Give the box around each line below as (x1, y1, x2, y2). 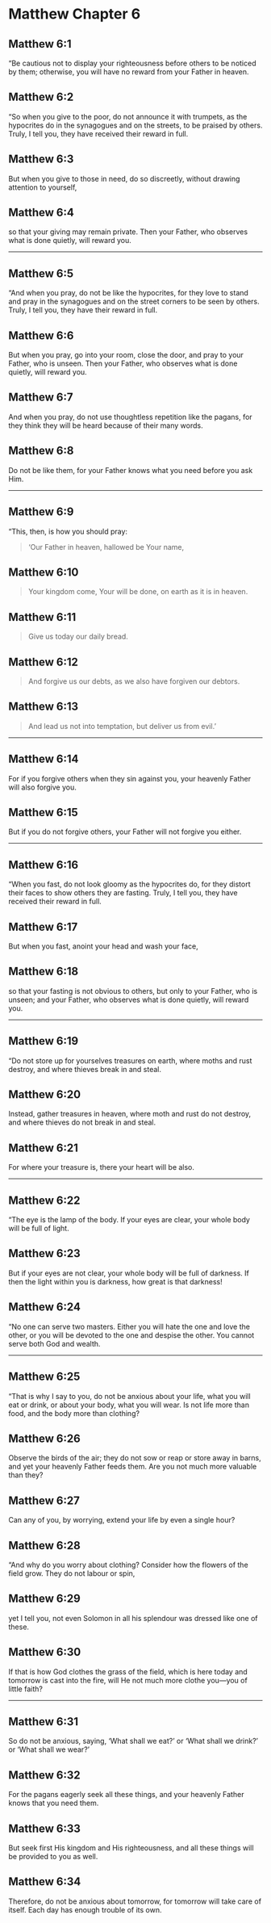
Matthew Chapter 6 (8, 5, 141, 23)
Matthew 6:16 (8, 857, 79, 872)
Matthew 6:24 (8, 1301, 81, 1314)
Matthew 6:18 (8, 965, 79, 978)
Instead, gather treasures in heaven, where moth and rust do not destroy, (8, 1109, 252, 1119)
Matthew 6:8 (8, 444, 74, 458)
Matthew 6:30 (8, 1645, 81, 1659)
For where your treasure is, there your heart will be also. (8, 1163, 195, 1172)
